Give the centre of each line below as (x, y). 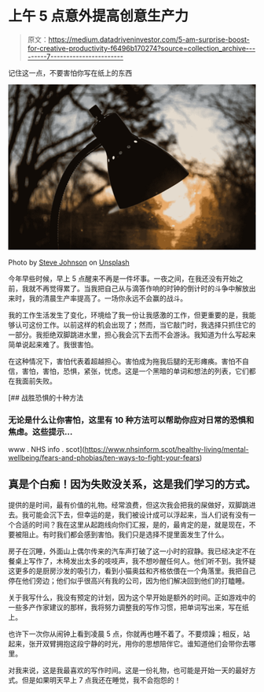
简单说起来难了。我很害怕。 (53, 344)
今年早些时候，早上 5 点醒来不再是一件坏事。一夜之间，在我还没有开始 (123, 278)
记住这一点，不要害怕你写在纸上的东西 (70, 72)
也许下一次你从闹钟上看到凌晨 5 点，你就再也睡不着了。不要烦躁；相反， (126, 634)
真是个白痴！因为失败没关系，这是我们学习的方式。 (132, 485)
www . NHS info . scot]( (46, 449)
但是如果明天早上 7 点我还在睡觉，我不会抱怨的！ (101, 680)
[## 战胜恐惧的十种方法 (46, 398)
